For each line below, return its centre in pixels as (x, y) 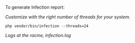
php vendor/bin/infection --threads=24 (47, 26)
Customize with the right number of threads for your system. (68, 17)
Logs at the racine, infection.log (38, 35)
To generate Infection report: (35, 7)
